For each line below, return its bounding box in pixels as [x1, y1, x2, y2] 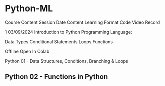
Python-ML [5, 3, 53, 14]
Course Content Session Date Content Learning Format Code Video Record [5, 19, 160, 25]
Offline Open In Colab [5, 48, 50, 54]
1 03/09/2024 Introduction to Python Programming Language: [5, 29, 132, 35]
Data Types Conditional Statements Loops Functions [5, 38, 113, 45]
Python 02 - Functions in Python [5, 73, 108, 81]
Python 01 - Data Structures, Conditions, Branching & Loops [5, 58, 128, 64]
